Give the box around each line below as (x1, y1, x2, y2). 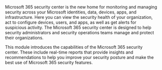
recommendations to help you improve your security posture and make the (5, 55, 154, 60)
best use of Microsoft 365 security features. (5, 60, 93, 65)
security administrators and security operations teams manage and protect (5, 30, 154, 35)
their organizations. (5, 35, 44, 41)
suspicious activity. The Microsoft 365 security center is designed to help (5, 25, 151, 30)
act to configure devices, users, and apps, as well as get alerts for (5, 19, 136, 25)
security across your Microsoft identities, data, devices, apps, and (5, 9, 137, 15)
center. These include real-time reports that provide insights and (5, 49, 133, 55)
